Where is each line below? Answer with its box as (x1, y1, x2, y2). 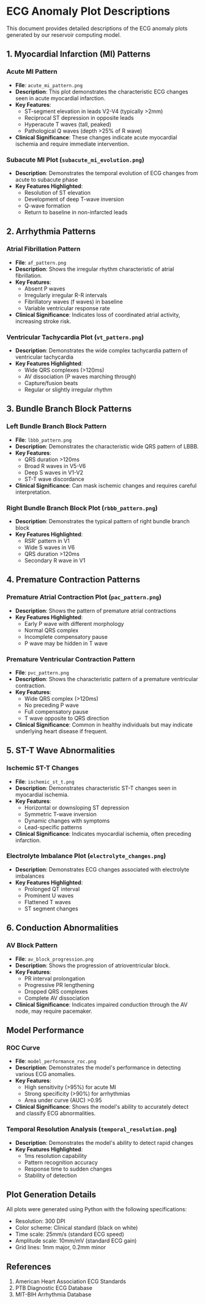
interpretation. (15, 488, 51, 496)
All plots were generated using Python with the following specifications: (6, 1206, 187, 1213)
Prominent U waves (24, 892, 74, 899)
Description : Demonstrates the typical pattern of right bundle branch (15, 517, 190, 525)
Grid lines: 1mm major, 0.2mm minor (15, 1244, 106, 1251)
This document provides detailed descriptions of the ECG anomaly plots (6, 25, 188, 32)
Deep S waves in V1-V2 (24, 469, 84, 476)
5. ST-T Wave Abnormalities (6, 745, 115, 756)
